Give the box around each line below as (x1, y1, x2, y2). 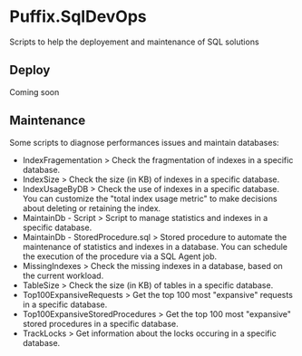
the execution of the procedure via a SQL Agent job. (22, 251, 218, 262)
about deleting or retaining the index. (22, 202, 161, 214)
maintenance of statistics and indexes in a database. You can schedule (22, 241, 288, 252)
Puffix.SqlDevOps (9, 6, 147, 27)
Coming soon (9, 86, 60, 97)
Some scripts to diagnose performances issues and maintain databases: (9, 137, 279, 148)
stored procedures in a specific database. (22, 318, 179, 329)
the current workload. (22, 270, 104, 281)
